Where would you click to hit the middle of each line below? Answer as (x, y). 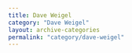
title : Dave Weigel (40, 15)
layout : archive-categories (54, 30)
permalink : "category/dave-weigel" (66, 37)
